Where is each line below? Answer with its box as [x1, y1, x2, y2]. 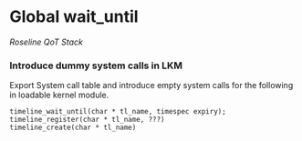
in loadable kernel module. [9, 89, 109, 101]
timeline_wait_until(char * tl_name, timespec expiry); [9, 107, 226, 116]
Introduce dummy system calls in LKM [9, 59, 183, 72]
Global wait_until [9, 6, 139, 27]
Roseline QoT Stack [9, 36, 84, 47]
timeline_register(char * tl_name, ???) [9, 116, 166, 125]
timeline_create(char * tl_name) [9, 123, 137, 133]
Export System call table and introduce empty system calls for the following [9, 80, 294, 91]
